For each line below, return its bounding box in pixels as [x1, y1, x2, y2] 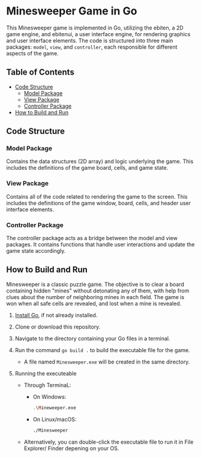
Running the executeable [14, 370, 77, 377]
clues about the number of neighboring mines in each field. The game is [6, 293, 185, 300]
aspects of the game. [6, 49, 59, 57]
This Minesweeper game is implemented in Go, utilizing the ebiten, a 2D [6, 24, 184, 31]
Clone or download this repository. [14, 323, 101, 330]
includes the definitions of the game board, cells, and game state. [6, 164, 169, 172]
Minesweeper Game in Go [6, 4, 137, 18]
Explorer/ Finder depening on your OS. [23, 444, 119, 452]
